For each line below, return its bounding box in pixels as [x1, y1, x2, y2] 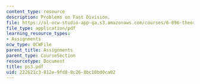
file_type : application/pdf [6, 25, 76, 31]
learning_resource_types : [6, 31, 70, 37]
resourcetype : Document [6, 58, 65, 64]
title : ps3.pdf [6, 63, 44, 70]
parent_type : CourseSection [6, 53, 76, 59]
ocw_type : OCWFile [6, 42, 52, 48]
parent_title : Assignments [6, 47, 73, 53]
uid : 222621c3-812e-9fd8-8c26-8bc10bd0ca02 [6, 69, 116, 75]
